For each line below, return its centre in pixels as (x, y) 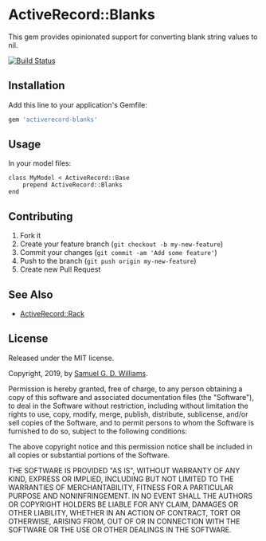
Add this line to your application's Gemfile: (78, 104)
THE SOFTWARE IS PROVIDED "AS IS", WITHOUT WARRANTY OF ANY (124, 470)
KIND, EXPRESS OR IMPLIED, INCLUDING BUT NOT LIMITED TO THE (121, 479)
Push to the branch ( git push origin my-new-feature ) (108, 261)
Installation (37, 86)
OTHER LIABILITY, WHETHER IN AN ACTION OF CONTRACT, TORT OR (124, 512)
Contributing (41, 216)
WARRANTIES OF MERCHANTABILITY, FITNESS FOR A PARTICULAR (121, 487)
